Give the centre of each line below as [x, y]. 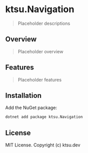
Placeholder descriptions [44, 23]
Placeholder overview [40, 51]
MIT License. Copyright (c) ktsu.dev [43, 145]
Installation [23, 95]
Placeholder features [40, 80]
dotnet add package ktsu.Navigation [44, 117]
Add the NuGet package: [31, 108]
